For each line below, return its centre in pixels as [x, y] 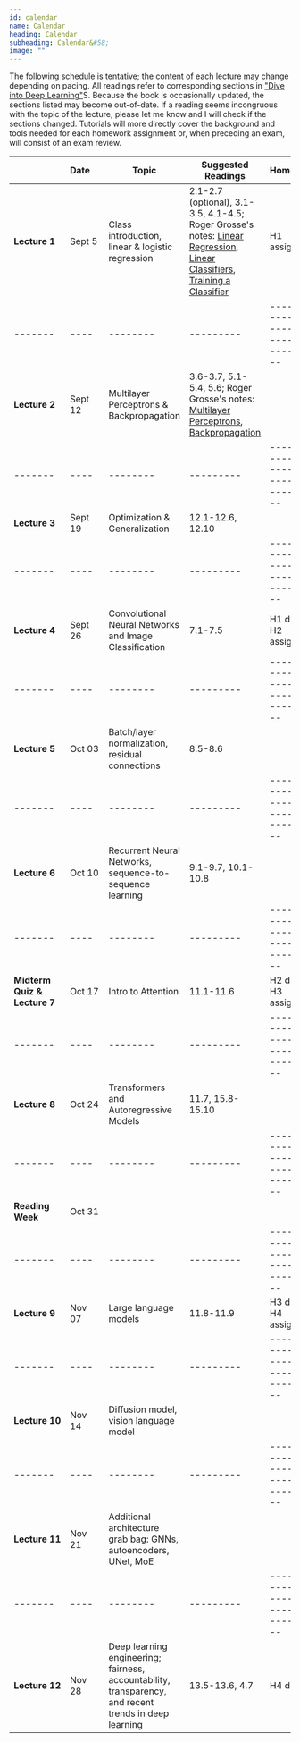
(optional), [211, 202]
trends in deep [139, 1713]
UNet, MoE [131, 1561]
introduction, [135, 236]
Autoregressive [140, 1110]
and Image [131, 636]
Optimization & [139, 518]
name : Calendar [37, 26]
